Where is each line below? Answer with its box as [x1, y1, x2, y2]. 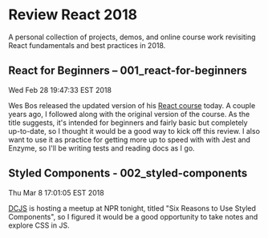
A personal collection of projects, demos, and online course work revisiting [8, 32, 256, 42]
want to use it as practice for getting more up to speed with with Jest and [8, 135, 251, 144]
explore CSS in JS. [8, 220, 70, 230]
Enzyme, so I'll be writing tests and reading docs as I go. [8, 143, 195, 153]
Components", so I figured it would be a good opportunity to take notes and [8, 212, 258, 221]
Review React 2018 [8, 6, 138, 24]
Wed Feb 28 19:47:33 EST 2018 [8, 85, 112, 95]
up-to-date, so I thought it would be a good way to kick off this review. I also [8, 126, 261, 135]
